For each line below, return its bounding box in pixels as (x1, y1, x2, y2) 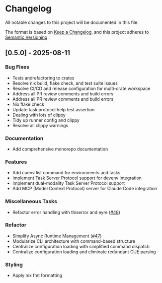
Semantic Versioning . (5, 34, 49, 40)
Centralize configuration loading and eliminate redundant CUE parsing (12, 249, 156, 255)
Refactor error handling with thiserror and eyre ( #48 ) (12, 209, 121, 215)
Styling (5, 261, 23, 268)
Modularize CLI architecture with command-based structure (12, 238, 136, 244)
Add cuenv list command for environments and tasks (12, 170, 121, 176)
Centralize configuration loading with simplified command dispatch (12, 243, 150, 249)
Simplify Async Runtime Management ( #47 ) (12, 233, 102, 239)
